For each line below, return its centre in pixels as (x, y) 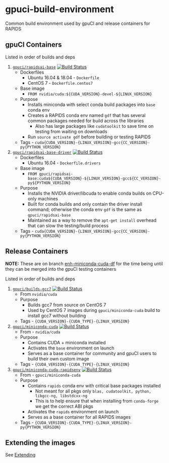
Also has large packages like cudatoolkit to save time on (94, 126)
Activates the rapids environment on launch (73, 411)
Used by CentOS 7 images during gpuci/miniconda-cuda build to (94, 310)
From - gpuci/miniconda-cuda (50, 375)
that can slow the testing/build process (68, 225)
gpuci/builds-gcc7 (32, 289)
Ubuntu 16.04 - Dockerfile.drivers (64, 163)
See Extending (20, 455)
